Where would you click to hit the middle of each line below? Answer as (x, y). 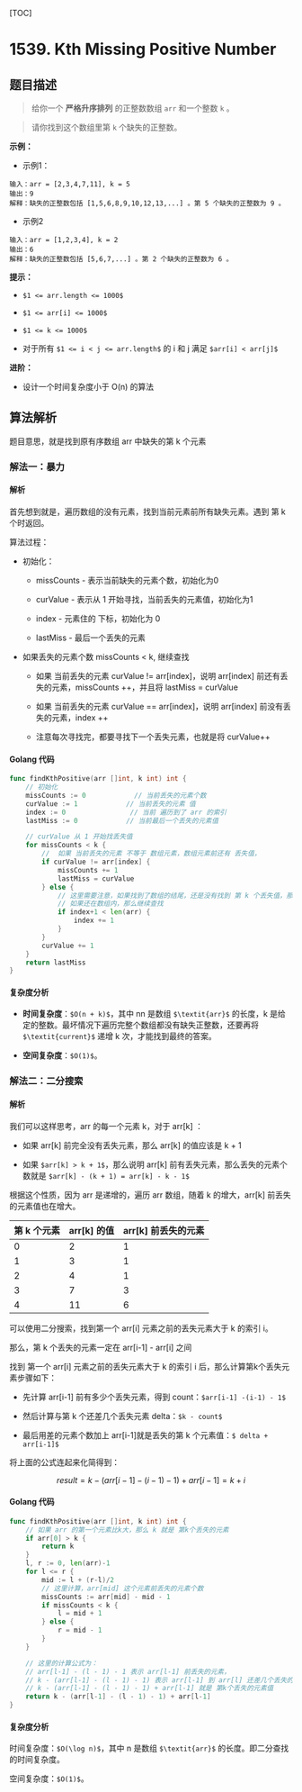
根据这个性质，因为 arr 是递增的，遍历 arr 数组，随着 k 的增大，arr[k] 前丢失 (151, 1195)
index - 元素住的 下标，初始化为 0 (98, 618)
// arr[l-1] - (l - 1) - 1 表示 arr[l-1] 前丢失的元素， (128, 1671)
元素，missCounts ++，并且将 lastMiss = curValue (145, 687)
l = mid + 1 (80, 1614)
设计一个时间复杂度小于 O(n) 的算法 (88, 387)
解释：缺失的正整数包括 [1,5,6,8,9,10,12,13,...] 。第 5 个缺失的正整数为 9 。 (147, 204)
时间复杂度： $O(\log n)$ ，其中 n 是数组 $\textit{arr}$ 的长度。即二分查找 (149, 1748)
